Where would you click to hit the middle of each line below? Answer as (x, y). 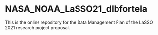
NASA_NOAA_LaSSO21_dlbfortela (76, 9)
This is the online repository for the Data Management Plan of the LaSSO (79, 22)
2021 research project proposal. (38, 27)
